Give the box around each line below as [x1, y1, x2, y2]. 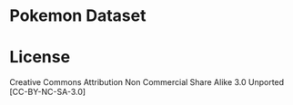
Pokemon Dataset [9, 5, 146, 26]
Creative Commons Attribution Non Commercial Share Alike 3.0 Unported [9, 77, 285, 88]
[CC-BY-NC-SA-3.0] [9, 87, 86, 98]
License [9, 47, 71, 68]
